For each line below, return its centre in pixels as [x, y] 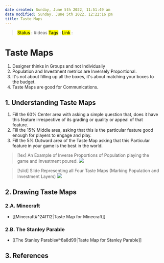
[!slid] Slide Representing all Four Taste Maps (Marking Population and [88, 171]
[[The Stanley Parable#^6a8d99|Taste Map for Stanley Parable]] [77, 240]
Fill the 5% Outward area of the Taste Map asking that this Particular [81, 141]
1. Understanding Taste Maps [51, 102]
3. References [27, 255]
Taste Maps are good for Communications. [55, 87]
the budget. [24, 82]
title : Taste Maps [24, 19]
